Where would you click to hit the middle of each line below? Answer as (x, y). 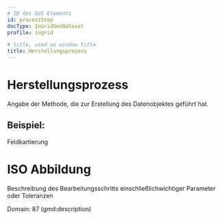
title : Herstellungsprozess (47, 51)
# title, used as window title (52, 45)
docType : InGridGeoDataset (45, 26)
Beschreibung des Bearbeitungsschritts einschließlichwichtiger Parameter (112, 188)
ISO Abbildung (49, 169)
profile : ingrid (30, 32)
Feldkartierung (28, 141)
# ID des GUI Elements (39, 13)
